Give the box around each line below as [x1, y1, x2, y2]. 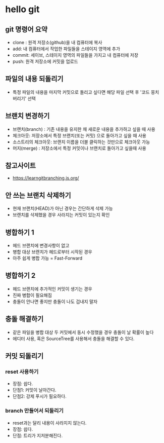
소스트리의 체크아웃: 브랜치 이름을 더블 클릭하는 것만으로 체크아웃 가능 [12, 138, 150, 145]
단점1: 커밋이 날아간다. [12, 387, 57, 393]
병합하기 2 [5, 271, 36, 280]
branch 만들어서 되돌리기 [5, 407, 64, 414]
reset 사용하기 [5, 368, 39, 375]
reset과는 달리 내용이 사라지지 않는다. [12, 420, 87, 426]
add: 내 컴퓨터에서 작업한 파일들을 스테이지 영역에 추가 [12, 46, 120, 52]
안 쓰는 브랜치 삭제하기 [5, 191, 72, 200]
